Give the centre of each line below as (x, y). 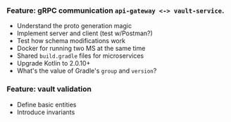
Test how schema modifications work (71, 41)
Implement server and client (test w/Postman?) (85, 33)
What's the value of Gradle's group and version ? (87, 71)
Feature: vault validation (49, 89)
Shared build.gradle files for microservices (80, 56)
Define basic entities (46, 104)
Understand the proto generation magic (74, 26)
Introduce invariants (46, 112)
